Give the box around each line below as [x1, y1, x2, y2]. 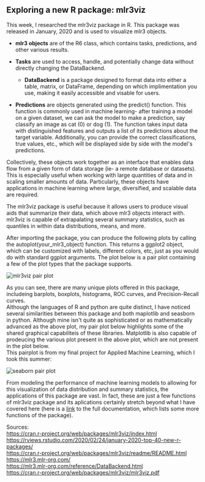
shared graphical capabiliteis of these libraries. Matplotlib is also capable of [6, 329, 197, 336]
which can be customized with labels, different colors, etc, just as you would [6, 247, 199, 254]
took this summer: [6, 355, 52, 363]
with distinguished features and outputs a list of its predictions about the [15, 127, 198, 134]
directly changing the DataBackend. [15, 64, 106, 72]
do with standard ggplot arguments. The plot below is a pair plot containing [6, 253, 196, 261]
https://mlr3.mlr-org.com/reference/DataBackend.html [6, 462, 143, 470]
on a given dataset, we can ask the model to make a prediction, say [15, 114, 185, 121]
